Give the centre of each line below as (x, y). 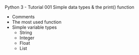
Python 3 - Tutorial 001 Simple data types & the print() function (69, 7)
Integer (27, 38)
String (26, 32)
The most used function (37, 22)
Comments (23, 17)
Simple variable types (34, 27)
